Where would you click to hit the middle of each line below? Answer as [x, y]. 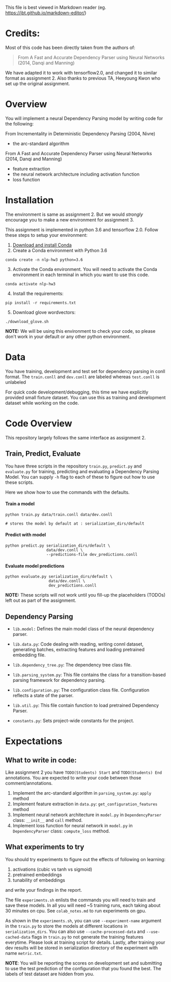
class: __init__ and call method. [48, 820]
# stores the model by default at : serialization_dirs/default [75, 523]
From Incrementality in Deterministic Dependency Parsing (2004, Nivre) [80, 133]
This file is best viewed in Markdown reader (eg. [56, 7]
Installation [30, 200]
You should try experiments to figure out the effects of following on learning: [85, 859]
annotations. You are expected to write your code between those [73, 777]
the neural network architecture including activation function [76, 174]
